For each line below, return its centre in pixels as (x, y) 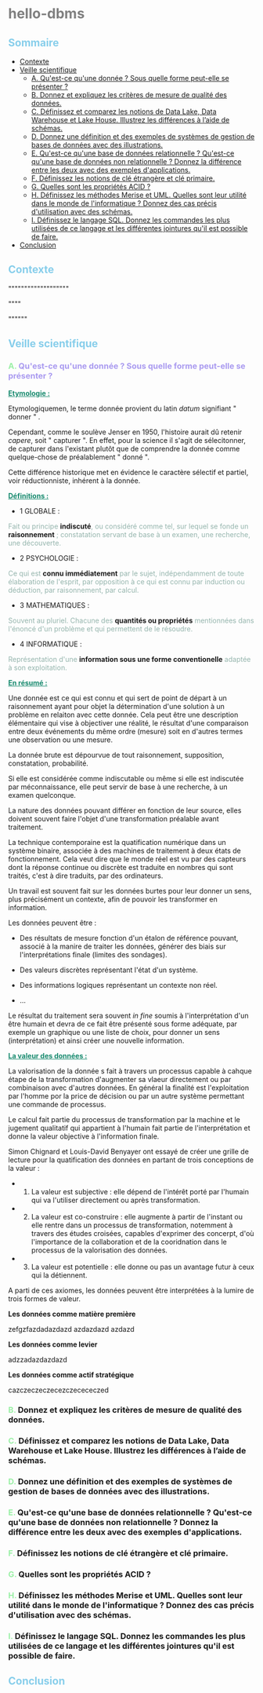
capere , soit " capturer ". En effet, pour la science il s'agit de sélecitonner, (127, 440)
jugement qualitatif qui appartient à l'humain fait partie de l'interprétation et (129, 1128)
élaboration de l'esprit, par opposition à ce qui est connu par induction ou (126, 581)
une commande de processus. (57, 1104)
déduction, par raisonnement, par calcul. (74, 590)
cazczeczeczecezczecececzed (59, 1390)
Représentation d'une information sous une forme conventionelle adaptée (130, 659)
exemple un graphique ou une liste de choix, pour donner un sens (114, 1032)
